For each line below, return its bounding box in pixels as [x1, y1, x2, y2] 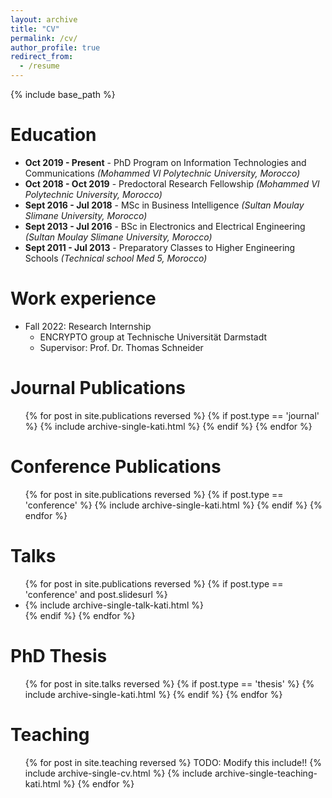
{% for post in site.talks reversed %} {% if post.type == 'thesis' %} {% [24, 677, 315, 690]
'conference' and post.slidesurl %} [24, 588, 168, 600]
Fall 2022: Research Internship [24, 320, 152, 332]
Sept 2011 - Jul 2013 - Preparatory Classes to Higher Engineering [24, 241, 296, 253]
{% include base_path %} [10, 89, 116, 100]
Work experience [10, 287, 157, 310]
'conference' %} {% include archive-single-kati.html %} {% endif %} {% [24, 499, 323, 511]
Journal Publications [10, 377, 187, 400]
